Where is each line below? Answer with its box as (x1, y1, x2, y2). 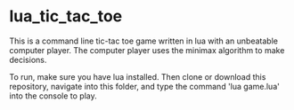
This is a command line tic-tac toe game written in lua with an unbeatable (9, 35, 279, 46)
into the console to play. (9, 90, 98, 101)
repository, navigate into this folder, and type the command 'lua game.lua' (9, 81, 281, 91)
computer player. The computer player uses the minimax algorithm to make (9, 44, 285, 55)
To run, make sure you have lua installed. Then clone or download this (9, 71, 266, 82)
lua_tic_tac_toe (9, 6, 123, 27)
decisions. (9, 54, 47, 65)
